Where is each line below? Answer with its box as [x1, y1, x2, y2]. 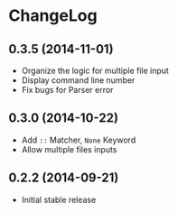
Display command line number [21, 75, 136, 86]
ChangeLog [8, 5, 98, 26]
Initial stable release [21, 194, 97, 205]
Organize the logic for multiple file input [21, 65, 169, 76]
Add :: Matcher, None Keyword [21, 134, 136, 145]
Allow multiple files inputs [21, 143, 117, 154]
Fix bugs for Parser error [21, 85, 114, 95]
